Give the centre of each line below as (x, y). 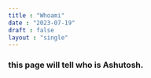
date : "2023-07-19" (42, 23)
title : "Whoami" (37, 15)
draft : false (31, 30)
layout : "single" (38, 37)
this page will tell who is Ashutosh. (76, 65)
